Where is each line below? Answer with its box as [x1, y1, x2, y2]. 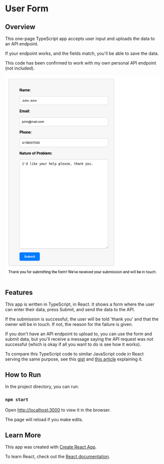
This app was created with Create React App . [5, 444, 97, 450]
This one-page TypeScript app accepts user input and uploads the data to [5, 36, 155, 41]
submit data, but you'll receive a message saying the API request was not [5, 336, 154, 342]
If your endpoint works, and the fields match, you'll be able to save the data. [5, 50, 159, 56]
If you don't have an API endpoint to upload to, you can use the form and [5, 331, 152, 337]
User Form [5, 3, 49, 14]
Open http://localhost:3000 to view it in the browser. [5, 407, 111, 413]
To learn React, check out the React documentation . [5, 454, 110, 460]
